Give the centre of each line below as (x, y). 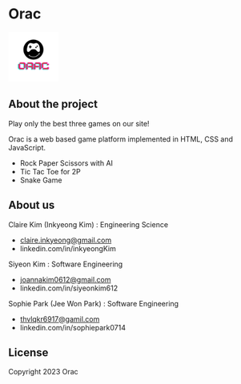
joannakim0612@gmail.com (65, 279)
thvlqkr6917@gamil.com (60, 319)
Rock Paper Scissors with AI (66, 163)
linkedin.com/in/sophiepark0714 (73, 327)
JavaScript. (27, 147)
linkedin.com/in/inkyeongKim (68, 248)
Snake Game (41, 180)
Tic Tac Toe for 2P (50, 171)
